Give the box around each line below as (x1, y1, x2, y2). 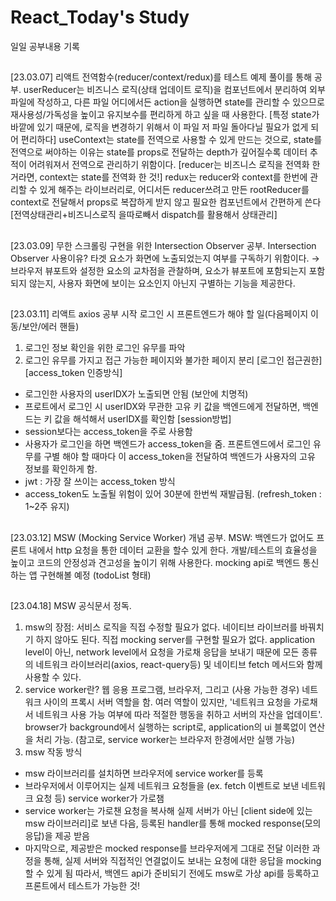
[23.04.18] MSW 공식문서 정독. (10, 599, 132, 611)
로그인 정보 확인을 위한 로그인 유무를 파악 (24, 342, 186, 354)
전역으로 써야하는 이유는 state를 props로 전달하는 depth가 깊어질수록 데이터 (10, 146, 308, 158)
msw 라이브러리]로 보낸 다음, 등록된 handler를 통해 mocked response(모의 (24, 817, 322, 829)
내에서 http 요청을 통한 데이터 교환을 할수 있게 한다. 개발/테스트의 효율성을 (28, 544, 318, 556)
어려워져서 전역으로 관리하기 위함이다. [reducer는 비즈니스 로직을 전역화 (28, 159, 310, 171)
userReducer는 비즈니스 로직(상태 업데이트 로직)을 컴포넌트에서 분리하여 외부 (23, 84, 326, 96)
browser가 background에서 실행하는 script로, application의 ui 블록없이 (24, 721, 307, 733)
